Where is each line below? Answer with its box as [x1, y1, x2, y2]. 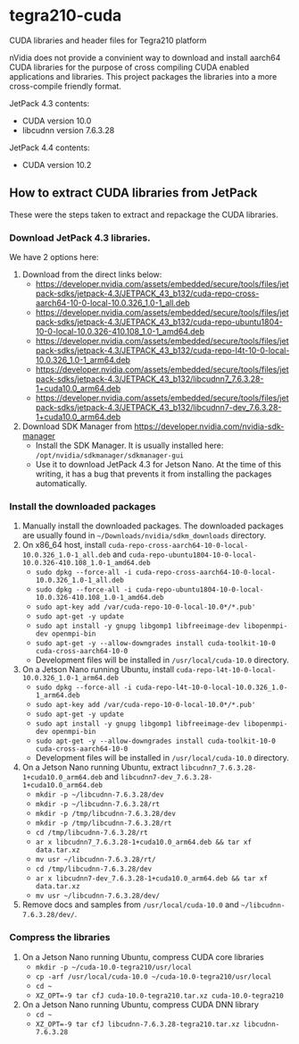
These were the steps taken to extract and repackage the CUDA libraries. [9, 209, 278, 220]
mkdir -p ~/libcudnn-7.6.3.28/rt [35, 800, 161, 809]
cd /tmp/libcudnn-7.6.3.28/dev [35, 864, 153, 874]
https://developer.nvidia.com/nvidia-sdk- [133, 421, 285, 432]
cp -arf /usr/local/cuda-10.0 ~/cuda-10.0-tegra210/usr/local [35, 972, 272, 981]
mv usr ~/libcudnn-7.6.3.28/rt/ [35, 855, 156, 864]
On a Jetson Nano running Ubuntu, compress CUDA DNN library [21, 998, 259, 1010]
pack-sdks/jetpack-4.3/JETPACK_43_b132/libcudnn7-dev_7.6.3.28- [35, 402, 282, 413]
